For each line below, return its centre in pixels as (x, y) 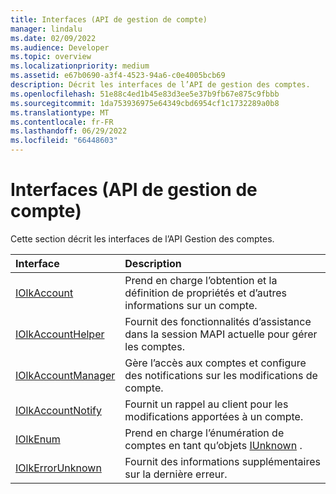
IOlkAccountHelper (60, 334)
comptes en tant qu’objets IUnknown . (213, 445)
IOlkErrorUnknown (58, 468)
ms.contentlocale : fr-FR (62, 122)
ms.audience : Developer (60, 47)
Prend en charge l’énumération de (204, 433)
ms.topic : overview (51, 57)
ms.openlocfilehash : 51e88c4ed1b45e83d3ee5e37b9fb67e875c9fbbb (145, 94)
